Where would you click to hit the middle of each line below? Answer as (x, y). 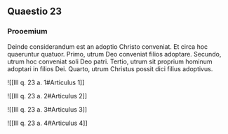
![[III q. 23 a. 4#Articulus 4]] (47, 123)
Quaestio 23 (34, 12)
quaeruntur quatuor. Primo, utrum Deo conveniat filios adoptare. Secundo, (114, 54)
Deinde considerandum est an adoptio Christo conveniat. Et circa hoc (108, 46)
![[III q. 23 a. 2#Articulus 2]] (47, 96)
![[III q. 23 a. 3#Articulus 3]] (47, 109)
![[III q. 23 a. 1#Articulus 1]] (46, 82)
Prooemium (27, 31)
